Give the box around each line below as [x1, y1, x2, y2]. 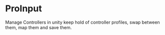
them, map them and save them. [5, 24, 72, 30]
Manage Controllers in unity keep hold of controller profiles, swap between [5, 19, 160, 25]
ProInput [5, 3, 42, 14]
